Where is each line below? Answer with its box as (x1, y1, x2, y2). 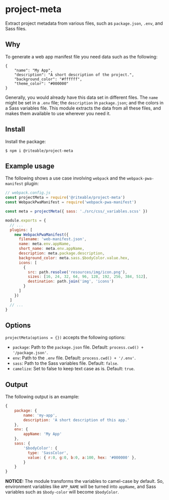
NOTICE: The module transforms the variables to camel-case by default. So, (5, 478, 164, 484)
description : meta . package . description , (18, 251, 105, 256)
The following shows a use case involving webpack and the (5, 175, 126, 181)
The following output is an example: (5, 394, 80, 400)
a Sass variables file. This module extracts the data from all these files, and (5, 105, 161, 111)
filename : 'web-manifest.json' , (18, 237, 87, 242)
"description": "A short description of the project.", (14, 72, 135, 77)
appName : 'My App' (23, 431, 62, 437)
